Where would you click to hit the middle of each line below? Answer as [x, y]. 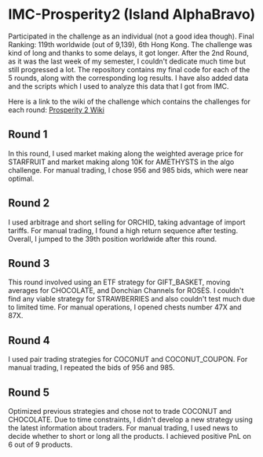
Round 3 [29, 263]
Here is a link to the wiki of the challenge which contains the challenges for [130, 101]
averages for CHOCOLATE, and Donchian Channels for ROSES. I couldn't [126, 291]
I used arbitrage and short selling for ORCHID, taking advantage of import [127, 222]
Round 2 [29, 203]
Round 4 [29, 340]
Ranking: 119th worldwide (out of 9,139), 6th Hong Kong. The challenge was [130, 44]
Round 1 [28, 135]
